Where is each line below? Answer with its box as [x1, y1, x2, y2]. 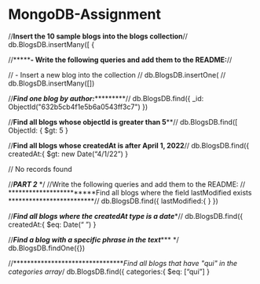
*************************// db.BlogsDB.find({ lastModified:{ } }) [8, 196, 218, 206]
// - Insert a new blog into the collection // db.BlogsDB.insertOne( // [8, 70, 226, 79]
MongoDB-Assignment [8, 5, 162, 24]
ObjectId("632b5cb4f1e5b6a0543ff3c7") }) [8, 102, 148, 111]
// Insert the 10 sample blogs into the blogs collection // [8, 31, 189, 41]
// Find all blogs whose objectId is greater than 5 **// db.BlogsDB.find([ [8, 117, 238, 126]
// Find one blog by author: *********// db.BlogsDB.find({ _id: [8, 93, 204, 103]
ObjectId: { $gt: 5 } [8, 126, 68, 135]
